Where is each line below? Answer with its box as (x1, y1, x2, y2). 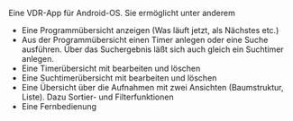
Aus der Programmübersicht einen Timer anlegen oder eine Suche (21, 35, 269, 45)
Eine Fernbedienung (21, 101, 96, 111)
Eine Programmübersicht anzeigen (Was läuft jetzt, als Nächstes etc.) (21, 25, 279, 35)
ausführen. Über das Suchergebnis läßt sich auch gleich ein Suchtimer (21, 44, 285, 55)
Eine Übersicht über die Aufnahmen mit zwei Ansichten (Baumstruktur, (21, 82, 284, 92)
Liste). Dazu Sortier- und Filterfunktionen (21, 91, 174, 102)
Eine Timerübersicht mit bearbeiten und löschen (21, 63, 201, 73)
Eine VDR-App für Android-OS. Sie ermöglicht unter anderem (8, 8, 235, 18)
